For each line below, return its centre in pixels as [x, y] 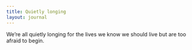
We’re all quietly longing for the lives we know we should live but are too [96, 34]
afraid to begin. [25, 40]
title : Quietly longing [36, 12]
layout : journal [27, 17]
